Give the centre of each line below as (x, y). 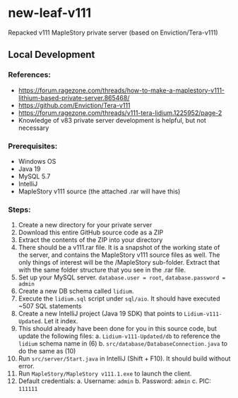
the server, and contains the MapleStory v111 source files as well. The (119, 255)
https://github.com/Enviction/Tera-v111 (74, 105)
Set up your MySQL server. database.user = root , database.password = (122, 277)
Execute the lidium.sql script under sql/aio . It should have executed (119, 298)
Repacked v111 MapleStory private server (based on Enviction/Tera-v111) (113, 32)
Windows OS (37, 161)
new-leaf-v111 (50, 13)
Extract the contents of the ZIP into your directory (90, 240)
